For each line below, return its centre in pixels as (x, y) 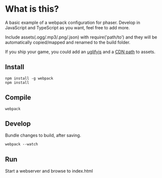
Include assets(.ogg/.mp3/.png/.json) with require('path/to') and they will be (81, 37)
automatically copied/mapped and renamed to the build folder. (68, 42)
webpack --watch (21, 144)
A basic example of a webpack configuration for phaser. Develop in (73, 22)
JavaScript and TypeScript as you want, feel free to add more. (68, 27)
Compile (18, 98)
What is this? (32, 9)
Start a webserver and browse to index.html (49, 171)
